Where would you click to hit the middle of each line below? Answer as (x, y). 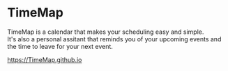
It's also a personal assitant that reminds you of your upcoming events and (114, 39)
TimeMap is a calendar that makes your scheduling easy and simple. (106, 32)
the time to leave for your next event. (60, 46)
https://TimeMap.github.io (45, 59)
